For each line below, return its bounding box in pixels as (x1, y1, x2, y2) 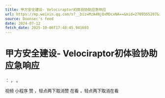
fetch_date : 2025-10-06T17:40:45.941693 (5, 25, 89, 30)
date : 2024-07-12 (5, 21, 41, 26)
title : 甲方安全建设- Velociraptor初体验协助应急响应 (5, 7, 107, 12)
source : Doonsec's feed (5, 16, 54, 21)
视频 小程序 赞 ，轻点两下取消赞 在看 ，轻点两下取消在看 (5, 88, 119, 94)
